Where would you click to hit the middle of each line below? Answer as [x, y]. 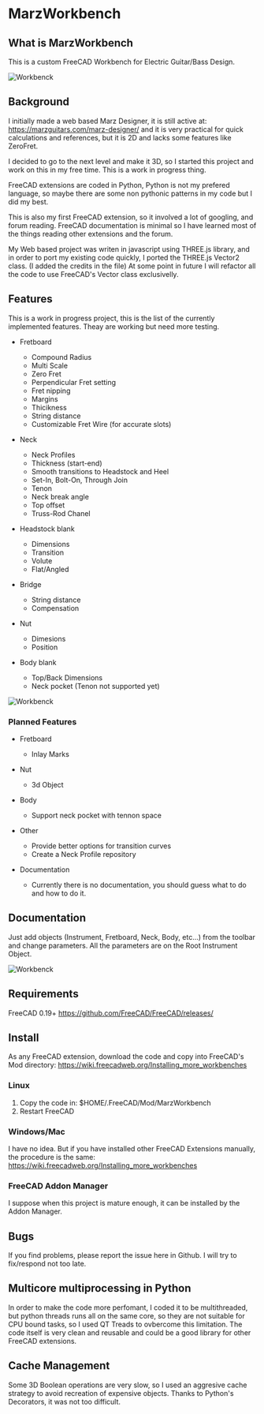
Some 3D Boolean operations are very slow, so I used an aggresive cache [128, 1385]
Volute [42, 560]
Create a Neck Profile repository [84, 854]
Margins [45, 398]
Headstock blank [47, 529]
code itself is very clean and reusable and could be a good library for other [130, 1332]
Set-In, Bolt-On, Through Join [80, 480]
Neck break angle [60, 496]
